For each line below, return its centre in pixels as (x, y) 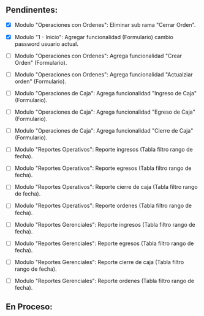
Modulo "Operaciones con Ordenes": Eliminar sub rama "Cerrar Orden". (105, 24)
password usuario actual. (47, 44)
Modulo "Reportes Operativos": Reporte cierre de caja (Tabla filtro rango (106, 187)
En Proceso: (29, 307)
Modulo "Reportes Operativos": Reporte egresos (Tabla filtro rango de (103, 168)
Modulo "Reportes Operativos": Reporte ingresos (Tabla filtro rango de (104, 150)
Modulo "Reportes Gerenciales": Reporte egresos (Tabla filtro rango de (104, 243)
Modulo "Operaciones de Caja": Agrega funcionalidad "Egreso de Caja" (105, 112)
